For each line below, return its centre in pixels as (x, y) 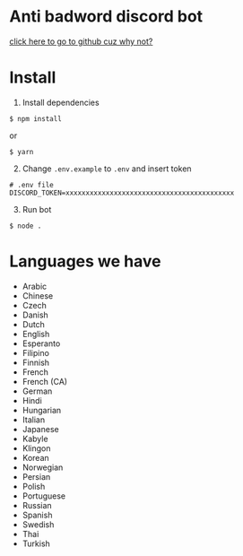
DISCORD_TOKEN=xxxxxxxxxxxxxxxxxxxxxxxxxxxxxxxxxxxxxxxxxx (122, 193)
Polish (34, 486)
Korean (35, 457)
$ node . (26, 226)
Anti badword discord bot (106, 17)
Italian (34, 420)
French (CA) (45, 381)
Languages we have (85, 261)
